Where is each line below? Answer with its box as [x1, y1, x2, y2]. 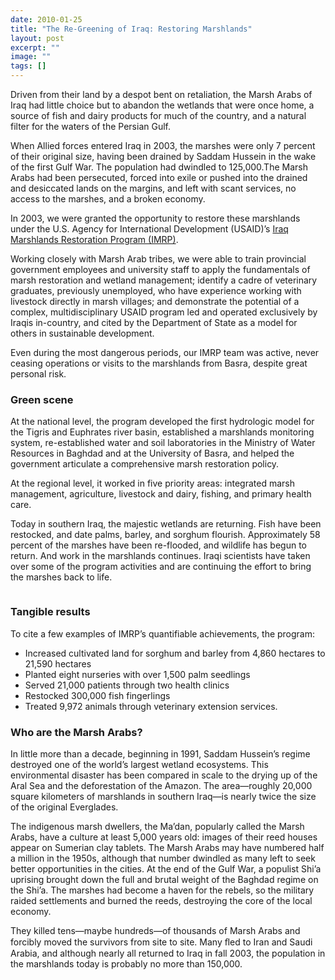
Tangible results [10, 605, 91, 619]
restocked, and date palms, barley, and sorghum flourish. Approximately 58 [10, 529, 321, 541]
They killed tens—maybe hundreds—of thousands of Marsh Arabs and [10, 924, 301, 936]
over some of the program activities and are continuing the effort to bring [10, 561, 312, 573]
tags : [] [10, 61, 47, 71]
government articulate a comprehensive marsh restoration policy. [10, 458, 280, 470]
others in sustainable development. [10, 327, 155, 339]
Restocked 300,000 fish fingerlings [24, 689, 171, 701]
